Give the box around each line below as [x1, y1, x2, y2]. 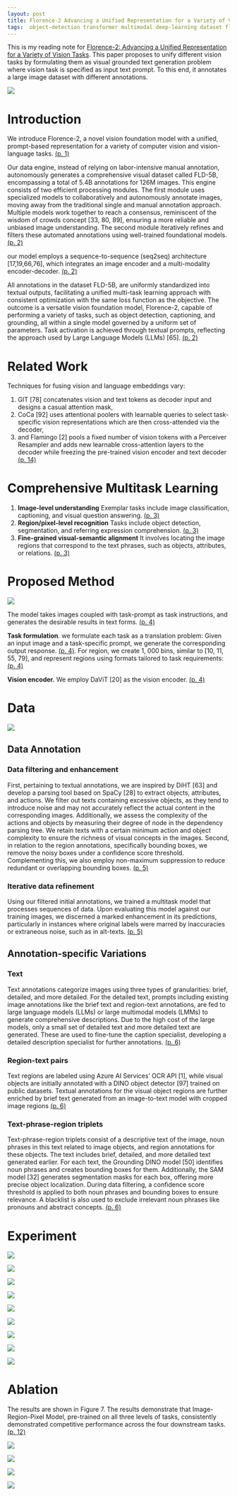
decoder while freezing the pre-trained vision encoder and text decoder [17, 448, 227, 456]
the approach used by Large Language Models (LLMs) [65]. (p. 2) [7, 333, 198, 342]
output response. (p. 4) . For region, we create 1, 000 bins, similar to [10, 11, [7, 647, 224, 655]
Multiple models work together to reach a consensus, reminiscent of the [7, 208, 217, 217]
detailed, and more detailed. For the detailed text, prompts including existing [7, 992, 229, 1001]
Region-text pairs [7, 1055, 68, 1065]
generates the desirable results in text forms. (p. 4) [7, 618, 155, 626]
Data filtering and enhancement [7, 765, 119, 775]
